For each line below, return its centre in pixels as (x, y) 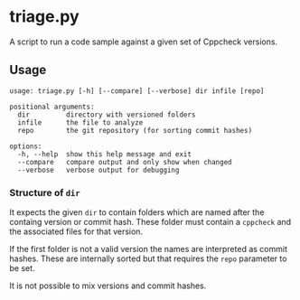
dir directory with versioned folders (107, 115)
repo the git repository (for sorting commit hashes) (135, 130)
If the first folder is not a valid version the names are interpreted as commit (148, 249)
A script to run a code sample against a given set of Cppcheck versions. (144, 42)
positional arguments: (52, 107)
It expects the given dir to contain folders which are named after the (137, 212)
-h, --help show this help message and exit (105, 154)
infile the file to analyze (80, 122)
